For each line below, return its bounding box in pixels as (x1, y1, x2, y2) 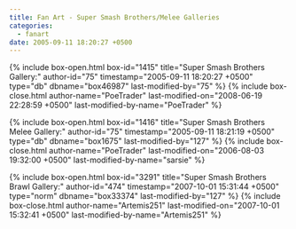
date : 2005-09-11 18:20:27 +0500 (9, 37, 133, 47)
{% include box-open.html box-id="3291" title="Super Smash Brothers (9, 172, 268, 183)
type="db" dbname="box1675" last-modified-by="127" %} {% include (9, 136, 265, 146)
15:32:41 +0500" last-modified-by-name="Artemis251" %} (9, 209, 222, 220)
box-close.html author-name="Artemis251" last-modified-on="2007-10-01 (9, 201, 280, 211)
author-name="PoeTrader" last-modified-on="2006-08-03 (48, 146, 264, 156)
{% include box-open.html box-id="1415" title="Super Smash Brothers (9, 62, 266, 73)
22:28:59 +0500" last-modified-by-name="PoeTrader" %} (9, 99, 222, 111)
